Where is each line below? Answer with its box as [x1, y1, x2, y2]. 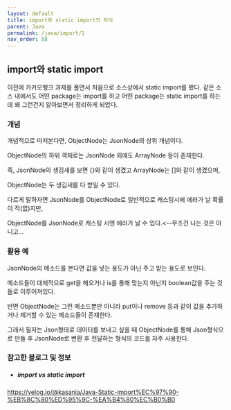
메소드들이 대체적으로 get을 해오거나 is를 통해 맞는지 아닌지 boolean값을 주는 [7, 278, 216, 287]
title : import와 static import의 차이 [7, 17, 113, 24]
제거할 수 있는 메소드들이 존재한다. [19, 310, 113, 319]
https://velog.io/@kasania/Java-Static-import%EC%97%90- [7, 388, 180, 396]
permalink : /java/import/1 [7, 29, 85, 37]
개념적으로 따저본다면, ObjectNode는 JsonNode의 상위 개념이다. [7, 137, 183, 145]
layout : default [7, 10, 54, 17]
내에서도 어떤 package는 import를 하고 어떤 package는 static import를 [14, 92, 208, 100]
